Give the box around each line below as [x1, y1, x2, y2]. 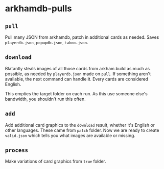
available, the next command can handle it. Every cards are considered [5, 76, 148, 82]
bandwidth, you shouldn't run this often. [5, 96, 86, 102]
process [5, 147, 28, 154]
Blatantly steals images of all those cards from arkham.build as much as [5, 65, 150, 71]
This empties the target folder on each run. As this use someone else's [5, 90, 148, 96]
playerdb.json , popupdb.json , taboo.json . [5, 40, 88, 45]
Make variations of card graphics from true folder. [5, 158, 106, 165]
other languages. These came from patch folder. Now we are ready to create [5, 127, 160, 133]
